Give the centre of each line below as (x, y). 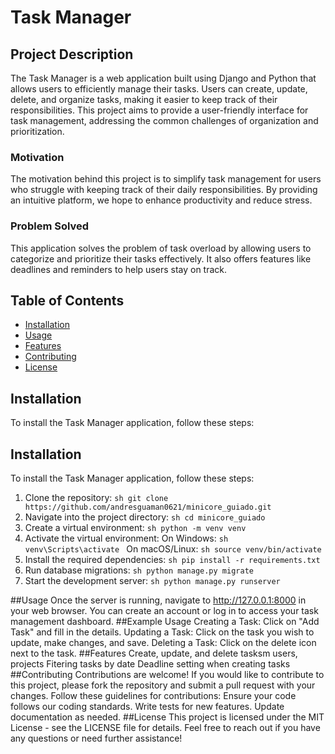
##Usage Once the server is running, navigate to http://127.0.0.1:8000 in (158, 600)
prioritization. (37, 131)
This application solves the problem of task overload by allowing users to (161, 248)
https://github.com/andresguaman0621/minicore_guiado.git (148, 507)
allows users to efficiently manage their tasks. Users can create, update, (159, 89)
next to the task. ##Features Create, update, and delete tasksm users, (154, 653)
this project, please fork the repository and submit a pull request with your (163, 685)
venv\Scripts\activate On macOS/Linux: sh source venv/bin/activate (173, 549)
